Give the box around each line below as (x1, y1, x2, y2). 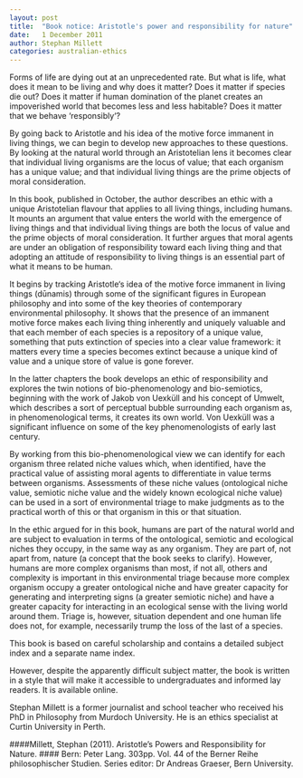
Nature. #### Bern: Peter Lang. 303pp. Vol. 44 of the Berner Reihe (9, 749, 260, 760)
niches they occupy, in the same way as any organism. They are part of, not (9, 543, 291, 554)
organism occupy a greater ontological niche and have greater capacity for (9, 582, 289, 593)
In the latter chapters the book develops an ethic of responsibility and (9, 374, 269, 384)
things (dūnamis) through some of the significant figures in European (9, 288, 267, 299)
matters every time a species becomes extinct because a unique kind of (9, 346, 279, 357)
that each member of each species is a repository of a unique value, (9, 327, 264, 338)
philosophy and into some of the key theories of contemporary (9, 298, 242, 309)
